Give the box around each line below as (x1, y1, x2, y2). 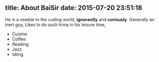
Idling (12, 51, 23, 57)
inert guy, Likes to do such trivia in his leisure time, (5, 22, 106, 27)
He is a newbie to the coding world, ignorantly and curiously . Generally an (5, 16, 155, 22)
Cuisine (12, 31, 28, 37)
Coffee (12, 36, 26, 42)
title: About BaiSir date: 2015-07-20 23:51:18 (5, 4, 143, 12)
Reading (12, 41, 29, 47)
